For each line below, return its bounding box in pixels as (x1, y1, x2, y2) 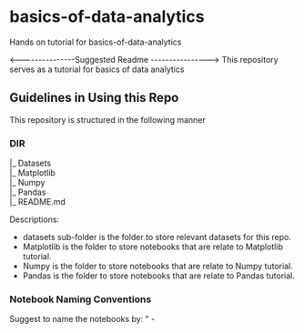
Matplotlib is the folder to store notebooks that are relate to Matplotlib (22, 241, 284, 252)
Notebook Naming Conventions (9, 293, 152, 306)
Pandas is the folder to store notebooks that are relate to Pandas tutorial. (22, 270, 296, 281)
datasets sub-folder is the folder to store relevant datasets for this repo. (22, 232, 291, 243)
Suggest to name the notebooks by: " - (9, 314, 156, 325)
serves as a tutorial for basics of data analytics (9, 64, 185, 75)
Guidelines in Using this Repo (9, 90, 179, 106)
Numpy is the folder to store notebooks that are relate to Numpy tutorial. (22, 261, 293, 272)
